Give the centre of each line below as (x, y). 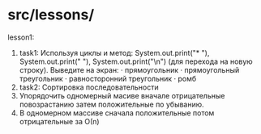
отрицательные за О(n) (59, 121)
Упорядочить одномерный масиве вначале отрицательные (122, 95)
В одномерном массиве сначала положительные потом (117, 113)
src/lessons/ (51, 15)
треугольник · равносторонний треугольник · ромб (108, 78)
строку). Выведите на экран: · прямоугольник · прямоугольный (129, 69)
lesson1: (21, 37)
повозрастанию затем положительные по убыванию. (111, 104)
